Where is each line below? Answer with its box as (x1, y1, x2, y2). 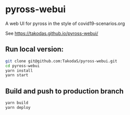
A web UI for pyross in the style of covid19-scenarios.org (5, 20, 125, 26)
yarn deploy (5, 105, 31, 110)
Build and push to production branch (5, 87, 124, 95)
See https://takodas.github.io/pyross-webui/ (5, 30, 98, 36)
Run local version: (5, 45, 64, 54)
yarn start (5, 73, 29, 78)
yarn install (5, 68, 33, 73)
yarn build (5, 100, 29, 105)
